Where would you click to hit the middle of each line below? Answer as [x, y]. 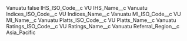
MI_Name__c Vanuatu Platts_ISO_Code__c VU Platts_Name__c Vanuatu [91, 20]
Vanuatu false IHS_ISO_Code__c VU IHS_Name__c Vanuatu [77, 8]
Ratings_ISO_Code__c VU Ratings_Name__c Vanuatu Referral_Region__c [93, 26]
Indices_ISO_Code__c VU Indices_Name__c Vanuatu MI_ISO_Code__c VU [93, 14]
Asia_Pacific [21, 32]
